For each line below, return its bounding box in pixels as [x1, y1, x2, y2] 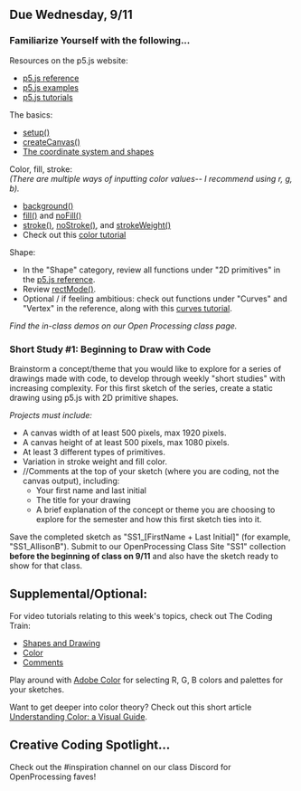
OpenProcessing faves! [9, 771, 97, 782]
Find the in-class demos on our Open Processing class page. [9, 320, 238, 331]
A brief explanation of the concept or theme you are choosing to [35, 504, 276, 515]
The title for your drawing [35, 494, 131, 505]
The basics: [9, 109, 53, 120]
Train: [9, 620, 32, 631]
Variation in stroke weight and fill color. [22, 456, 167, 467]
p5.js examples [22, 81, 80, 93]
